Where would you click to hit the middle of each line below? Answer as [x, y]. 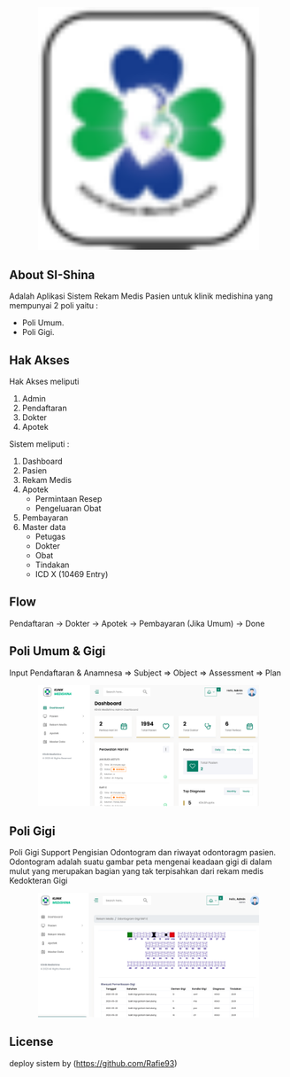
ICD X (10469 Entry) [72, 574]
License [31, 1042]
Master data [44, 527]
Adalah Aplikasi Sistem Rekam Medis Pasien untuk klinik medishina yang [141, 296]
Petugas [50, 537]
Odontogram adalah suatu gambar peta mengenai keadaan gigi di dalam [141, 862]
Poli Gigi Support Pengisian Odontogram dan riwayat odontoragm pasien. [143, 853]
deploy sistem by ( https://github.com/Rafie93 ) [93, 1063]
